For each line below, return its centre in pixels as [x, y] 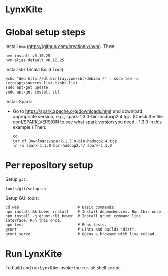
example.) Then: [30, 127]
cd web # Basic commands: [61, 208]
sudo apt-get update [27, 88]
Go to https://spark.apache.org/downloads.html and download [77, 111]
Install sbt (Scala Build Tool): [35, 70]
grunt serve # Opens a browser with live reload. [81, 234]
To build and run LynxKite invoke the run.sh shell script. [63, 268]
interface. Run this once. [34, 221]
